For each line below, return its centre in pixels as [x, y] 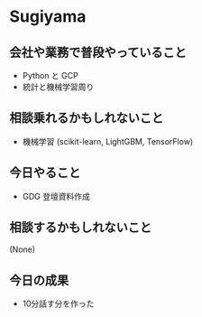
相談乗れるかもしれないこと [87, 118]
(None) [23, 249]
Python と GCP [50, 75]
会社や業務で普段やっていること [98, 52]
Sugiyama [48, 17]
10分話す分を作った [58, 303]
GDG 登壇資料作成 [56, 196]
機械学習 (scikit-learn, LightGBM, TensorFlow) [108, 141]
